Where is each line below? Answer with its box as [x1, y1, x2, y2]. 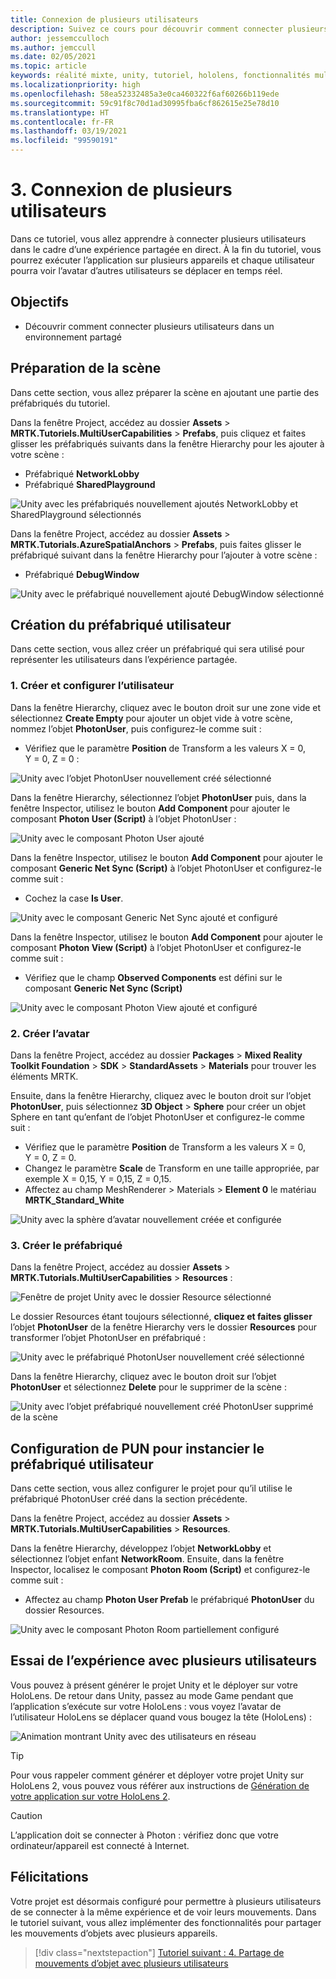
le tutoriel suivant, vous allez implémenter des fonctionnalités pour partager [10, 1916, 322, 1928]
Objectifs [10, 294, 70, 311]
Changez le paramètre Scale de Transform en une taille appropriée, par [24, 1162, 320, 1174]
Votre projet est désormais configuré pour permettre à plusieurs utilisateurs [10, 1895, 322, 1907]
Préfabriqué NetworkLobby [24, 467, 140, 480]
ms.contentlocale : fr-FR [10, 117, 114, 127]
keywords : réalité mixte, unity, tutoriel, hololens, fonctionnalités [10, 71, 311, 81]
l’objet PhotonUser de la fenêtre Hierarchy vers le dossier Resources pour [10, 1321, 317, 1333]
